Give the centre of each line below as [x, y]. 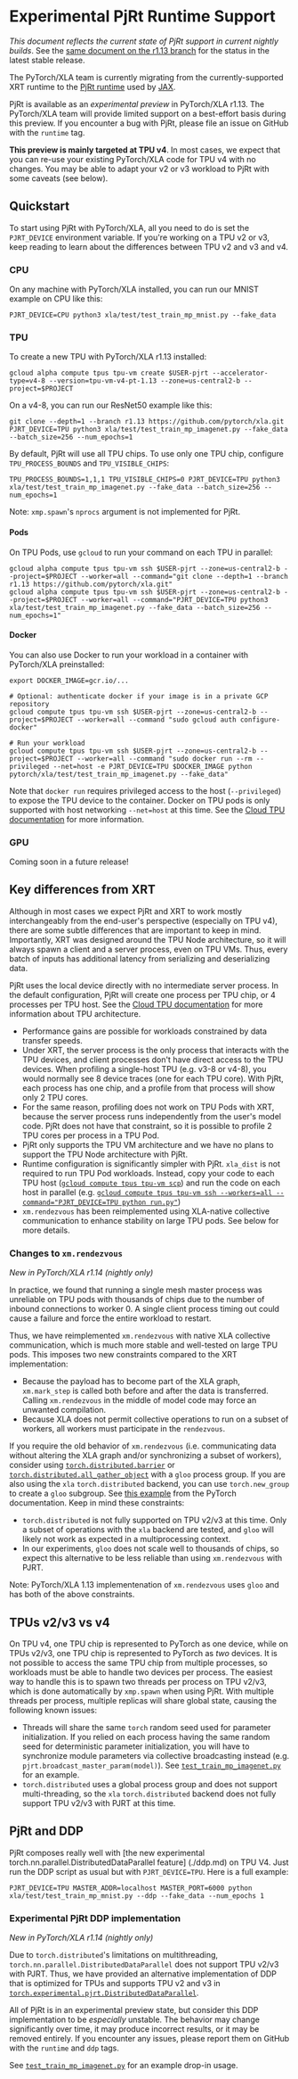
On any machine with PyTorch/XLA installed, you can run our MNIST [134, 289]
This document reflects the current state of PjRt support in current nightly [144, 41]
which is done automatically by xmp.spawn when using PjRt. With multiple [141, 1691]
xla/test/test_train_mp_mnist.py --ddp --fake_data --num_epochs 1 [137, 1896]
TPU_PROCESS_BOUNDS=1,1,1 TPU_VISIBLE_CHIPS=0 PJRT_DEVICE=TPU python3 [145, 480]
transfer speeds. [52, 1040]
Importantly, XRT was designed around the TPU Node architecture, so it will [148, 939]
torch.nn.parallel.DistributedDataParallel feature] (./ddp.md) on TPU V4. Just [149, 1862]
